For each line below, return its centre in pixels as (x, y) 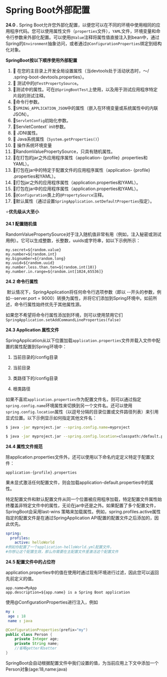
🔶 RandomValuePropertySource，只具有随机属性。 (64, 151)
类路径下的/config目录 (35, 378)
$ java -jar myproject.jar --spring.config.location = (62, 436)
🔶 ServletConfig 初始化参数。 (42, 120)
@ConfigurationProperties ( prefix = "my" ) (47, 630)
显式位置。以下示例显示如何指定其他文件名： (51, 418)
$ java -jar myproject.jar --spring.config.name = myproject (68, 427)
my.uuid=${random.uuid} (30, 263)
